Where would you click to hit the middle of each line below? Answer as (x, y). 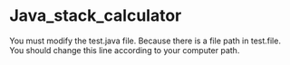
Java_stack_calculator (96, 16)
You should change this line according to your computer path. (125, 50)
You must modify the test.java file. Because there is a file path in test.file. (145, 41)
